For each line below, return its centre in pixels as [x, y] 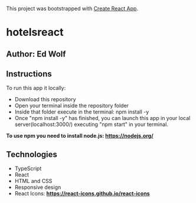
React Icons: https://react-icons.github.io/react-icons [82, 194]
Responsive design [38, 187]
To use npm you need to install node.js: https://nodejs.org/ [80, 136]
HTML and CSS [33, 181]
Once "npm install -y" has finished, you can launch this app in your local [102, 118]
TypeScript [28, 169]
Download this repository [45, 99]
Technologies [32, 154]
